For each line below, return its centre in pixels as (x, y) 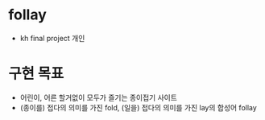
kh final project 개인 (52, 38)
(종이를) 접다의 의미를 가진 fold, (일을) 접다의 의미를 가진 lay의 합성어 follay (139, 107)
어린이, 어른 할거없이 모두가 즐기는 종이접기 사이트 (98, 97)
